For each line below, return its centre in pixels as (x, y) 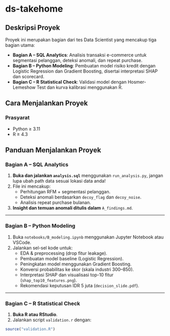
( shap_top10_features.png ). (49, 280)
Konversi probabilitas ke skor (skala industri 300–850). (77, 269)
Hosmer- (137, 82)
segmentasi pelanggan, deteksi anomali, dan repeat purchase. (77, 60)
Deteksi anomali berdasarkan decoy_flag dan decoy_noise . (81, 197)
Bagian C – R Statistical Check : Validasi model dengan (70, 82)
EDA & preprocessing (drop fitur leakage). (64, 253)
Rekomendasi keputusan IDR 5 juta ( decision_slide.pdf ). (80, 285)
